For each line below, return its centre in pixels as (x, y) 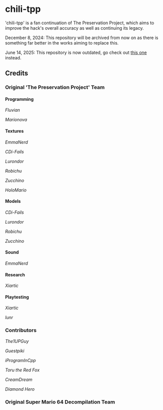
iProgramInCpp (20, 360)
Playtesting (17, 297)
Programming (19, 99)
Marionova (16, 120)
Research (15, 274)
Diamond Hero (20, 389)
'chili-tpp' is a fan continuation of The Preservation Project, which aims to (80, 23)
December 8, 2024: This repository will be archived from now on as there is (82, 38)
